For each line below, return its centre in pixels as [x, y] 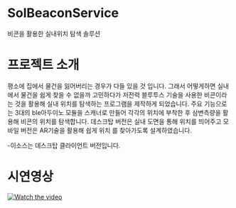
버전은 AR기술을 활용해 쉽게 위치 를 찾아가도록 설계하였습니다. [106, 130]
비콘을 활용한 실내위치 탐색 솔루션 [54, 33]
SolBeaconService [63, 13]
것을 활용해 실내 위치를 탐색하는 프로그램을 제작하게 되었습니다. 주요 [108, 104]
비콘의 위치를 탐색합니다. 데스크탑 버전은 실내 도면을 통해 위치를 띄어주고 [121, 121]
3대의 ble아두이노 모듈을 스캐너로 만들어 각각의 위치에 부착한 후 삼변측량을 [118, 112]
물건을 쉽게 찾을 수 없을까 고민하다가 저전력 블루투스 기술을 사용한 [111, 94]
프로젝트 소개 [43, 65]
